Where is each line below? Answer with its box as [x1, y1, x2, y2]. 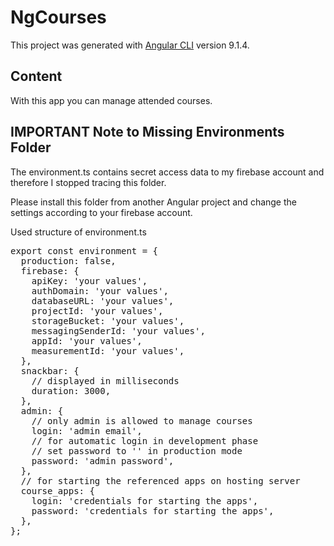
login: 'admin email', [31, 425, 143, 436]
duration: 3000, [31, 385, 112, 396]
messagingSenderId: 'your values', [31, 325, 206, 336]
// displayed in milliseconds [31, 375, 180, 386]
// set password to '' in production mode [31, 445, 243, 456]
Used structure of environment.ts [10, 226, 147, 238]
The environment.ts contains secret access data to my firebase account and [10, 166, 325, 178]
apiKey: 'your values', [31, 275, 148, 286]
